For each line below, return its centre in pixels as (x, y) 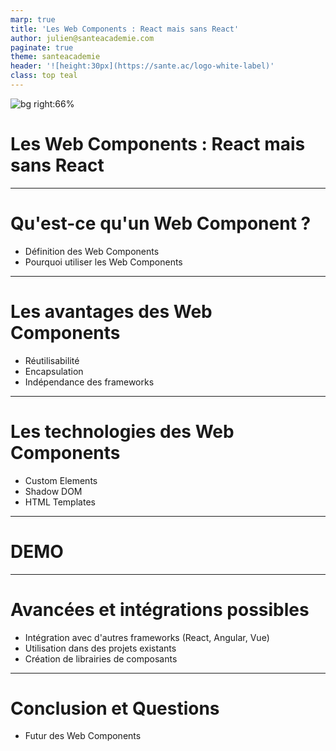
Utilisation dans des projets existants (100, 648)
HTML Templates (60, 502)
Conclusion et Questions (115, 708)
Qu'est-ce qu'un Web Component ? (161, 223)
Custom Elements (61, 480)
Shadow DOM (53, 491)
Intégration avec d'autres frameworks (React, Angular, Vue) (147, 637)
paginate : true (42, 47)
